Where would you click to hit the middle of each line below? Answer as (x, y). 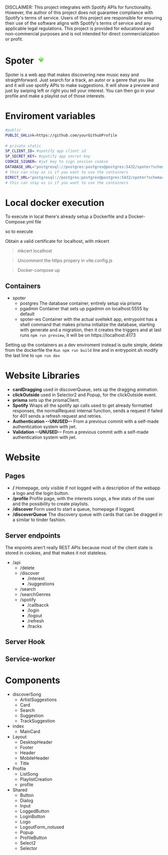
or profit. (14, 39)
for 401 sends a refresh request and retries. (57, 416)
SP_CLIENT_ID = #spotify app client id (45, 151)
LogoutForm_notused (42, 827)
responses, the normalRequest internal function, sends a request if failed (87, 411)
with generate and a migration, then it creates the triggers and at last (90, 330)
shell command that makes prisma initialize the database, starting (87, 325)
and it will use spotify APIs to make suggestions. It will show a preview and (82, 85)
